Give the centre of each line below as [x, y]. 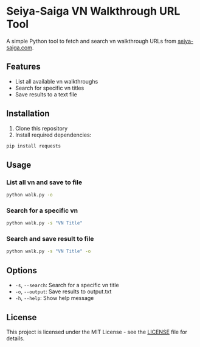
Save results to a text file [46, 94]
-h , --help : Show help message [54, 298]
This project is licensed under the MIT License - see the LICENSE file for [97, 332]
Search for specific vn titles [50, 88]
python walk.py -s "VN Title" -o [49, 251]
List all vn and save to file [44, 182]
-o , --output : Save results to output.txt [63, 292]
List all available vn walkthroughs [57, 81]
